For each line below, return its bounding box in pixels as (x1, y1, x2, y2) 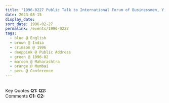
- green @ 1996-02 (10, 54, 49, 60)
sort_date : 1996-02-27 (5, 21, 53, 27)
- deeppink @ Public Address (10, 49, 71, 55)
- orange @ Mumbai (10, 64, 49, 69)
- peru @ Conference (10, 69, 53, 74)
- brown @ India (10, 40, 44, 45)
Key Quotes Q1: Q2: (5, 88, 47, 93)
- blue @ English (10, 36, 47, 41)
